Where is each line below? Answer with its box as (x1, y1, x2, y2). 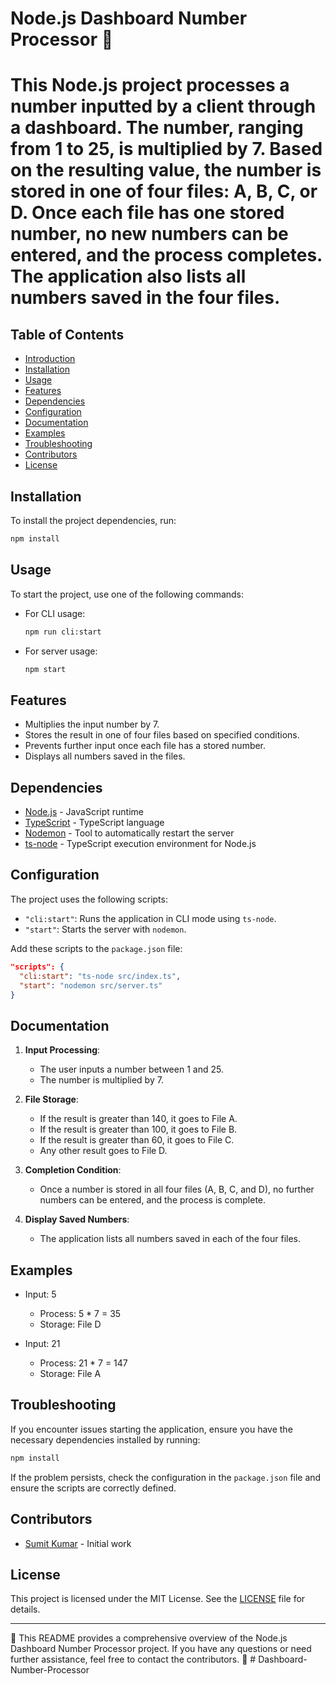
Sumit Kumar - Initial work (24, 1537, 132, 1549)
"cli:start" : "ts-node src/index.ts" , (19, 971, 182, 981)
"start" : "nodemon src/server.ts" (19, 980, 163, 991)
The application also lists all (10, 265, 247, 288)
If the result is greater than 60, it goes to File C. (39, 1134, 235, 1146)
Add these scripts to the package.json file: (10, 942, 183, 954)
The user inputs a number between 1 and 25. (39, 1063, 224, 1076)
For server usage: (24, 645, 98, 657)
